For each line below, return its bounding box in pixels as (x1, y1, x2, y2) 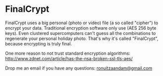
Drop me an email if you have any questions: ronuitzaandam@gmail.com (5, 65, 153, 71)
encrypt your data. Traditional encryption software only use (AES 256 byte (5, 25, 157, 31)
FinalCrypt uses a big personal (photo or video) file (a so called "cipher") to (5, 20, 159, 26)
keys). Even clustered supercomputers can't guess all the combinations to (5, 30, 156, 36)
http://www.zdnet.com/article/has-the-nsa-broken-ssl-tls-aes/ (5, 55, 133, 61)
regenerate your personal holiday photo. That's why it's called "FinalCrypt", (5, 36, 159, 41)
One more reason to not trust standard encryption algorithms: (5, 50, 130, 56)
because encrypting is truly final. (5, 40, 72, 46)
